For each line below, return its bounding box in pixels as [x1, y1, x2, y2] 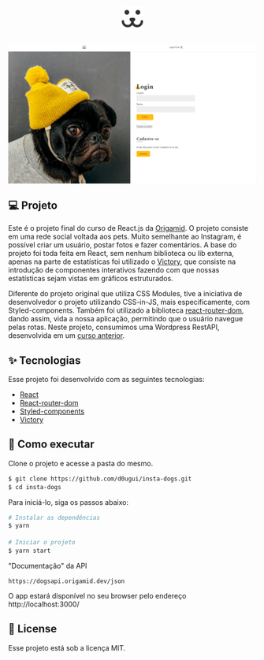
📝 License [8, 622, 58, 636]
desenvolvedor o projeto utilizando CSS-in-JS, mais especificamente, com [8, 298, 251, 307]
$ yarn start [8, 547, 51, 555]
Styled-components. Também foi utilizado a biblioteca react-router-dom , [8, 306, 244, 315]
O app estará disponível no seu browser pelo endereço [8, 591, 187, 600]
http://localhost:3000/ [8, 599, 80, 609]
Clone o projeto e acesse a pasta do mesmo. [8, 458, 154, 468]
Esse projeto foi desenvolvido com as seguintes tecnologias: [8, 375, 205, 384]
